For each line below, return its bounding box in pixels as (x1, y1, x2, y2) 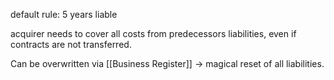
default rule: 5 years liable (10, 9, 118, 20)
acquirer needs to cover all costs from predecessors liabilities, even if (10, 28, 297, 39)
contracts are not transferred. (10, 39, 132, 50)
